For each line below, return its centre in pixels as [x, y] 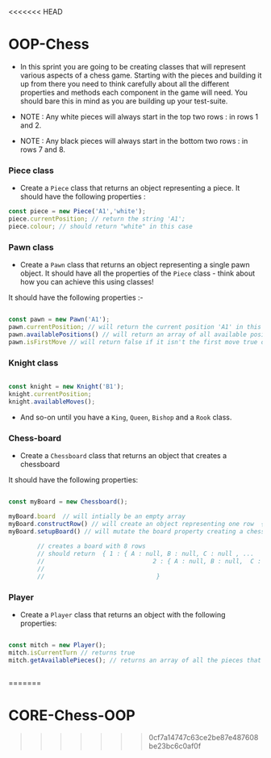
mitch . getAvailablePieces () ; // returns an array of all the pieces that [135, 660]
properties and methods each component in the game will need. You [134, 92]
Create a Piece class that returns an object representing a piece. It [130, 188]
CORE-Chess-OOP [72, 715]
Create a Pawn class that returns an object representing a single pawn [135, 265]
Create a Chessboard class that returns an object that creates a [123, 455]
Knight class [33, 363]
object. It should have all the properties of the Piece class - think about [138, 273]
